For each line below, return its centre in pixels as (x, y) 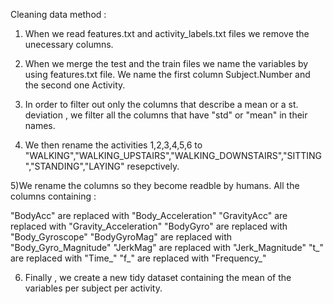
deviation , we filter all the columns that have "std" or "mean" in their (166, 115)
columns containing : (53, 196)
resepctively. (153, 166)
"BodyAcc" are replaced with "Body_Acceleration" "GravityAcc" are (149, 215)
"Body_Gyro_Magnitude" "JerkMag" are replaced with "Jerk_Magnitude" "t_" (167, 247)
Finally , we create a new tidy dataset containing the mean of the (158, 277)
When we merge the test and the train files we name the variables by (166, 63)
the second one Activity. (75, 85)
